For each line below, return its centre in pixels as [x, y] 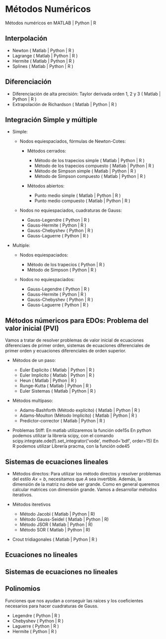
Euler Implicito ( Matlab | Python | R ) [57, 375]
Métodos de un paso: [34, 360]
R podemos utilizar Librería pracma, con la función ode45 [71, 446]
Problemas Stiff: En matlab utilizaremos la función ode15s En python [82, 430]
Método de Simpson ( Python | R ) [62, 270]
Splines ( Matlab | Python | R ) [43, 66]
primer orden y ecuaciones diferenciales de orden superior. [66, 351]
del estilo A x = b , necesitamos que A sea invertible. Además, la [77, 479]
